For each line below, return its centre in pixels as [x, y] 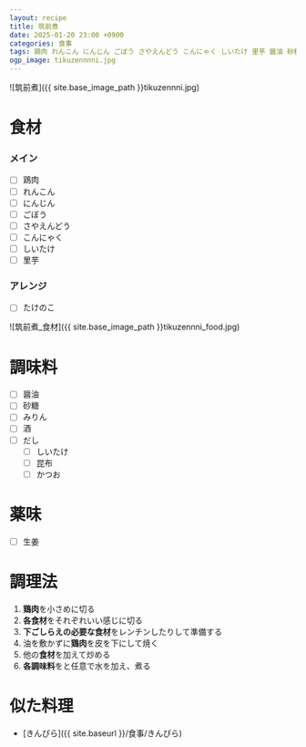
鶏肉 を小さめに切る [59, 608]
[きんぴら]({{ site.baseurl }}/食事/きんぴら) [102, 733]
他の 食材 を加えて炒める [66, 654]
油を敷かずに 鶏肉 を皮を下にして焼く [91, 643]
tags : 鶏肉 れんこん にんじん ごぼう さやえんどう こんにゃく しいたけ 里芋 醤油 [147, 52]
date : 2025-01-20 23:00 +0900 [67, 35]
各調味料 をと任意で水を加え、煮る [87, 666]
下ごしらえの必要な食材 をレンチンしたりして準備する [122, 631]
